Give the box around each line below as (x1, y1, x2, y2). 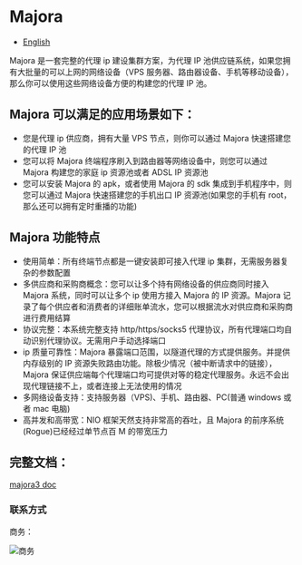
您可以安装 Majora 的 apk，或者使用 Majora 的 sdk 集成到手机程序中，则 (22, 178, 292, 189)
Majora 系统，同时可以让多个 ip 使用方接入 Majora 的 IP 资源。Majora (22, 289, 281, 300)
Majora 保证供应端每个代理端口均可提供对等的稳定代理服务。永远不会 (22, 369, 282, 380)
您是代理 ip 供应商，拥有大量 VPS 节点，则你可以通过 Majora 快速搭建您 (22, 132, 292, 143)
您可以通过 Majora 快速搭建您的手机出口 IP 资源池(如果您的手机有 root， (22, 189, 292, 200)
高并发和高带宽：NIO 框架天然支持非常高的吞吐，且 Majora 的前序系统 (22, 414, 285, 425)
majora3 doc (9, 479, 57, 491)
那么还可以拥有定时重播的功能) (22, 200, 138, 211)
